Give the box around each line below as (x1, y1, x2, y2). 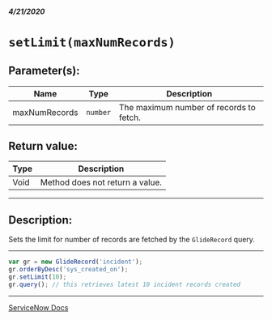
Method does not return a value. (40, 177, 163, 188)
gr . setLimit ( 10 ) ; (8, 272, 67, 281)
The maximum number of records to (118, 101, 257, 113)
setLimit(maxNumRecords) (8, 35, 176, 50)
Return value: (8, 139, 79, 153)
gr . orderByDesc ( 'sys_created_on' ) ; (8, 266, 129, 274)
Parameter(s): (8, 64, 80, 78)
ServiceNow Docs (8, 302, 69, 312)
